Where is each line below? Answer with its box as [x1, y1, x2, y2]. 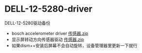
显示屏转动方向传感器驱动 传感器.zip [11, 36, 84, 42]
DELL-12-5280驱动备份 [4, 20, 50, 26]
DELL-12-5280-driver [4, 3, 93, 15]
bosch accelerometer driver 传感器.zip [11, 30, 88, 36]
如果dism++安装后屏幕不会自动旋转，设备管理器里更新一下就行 [11, 42, 138, 48]
